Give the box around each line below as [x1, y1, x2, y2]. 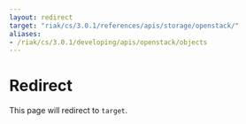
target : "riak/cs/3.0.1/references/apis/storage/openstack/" [9, 21, 240, 30]
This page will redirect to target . [9, 105, 128, 116]
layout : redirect [9, 12, 73, 22]
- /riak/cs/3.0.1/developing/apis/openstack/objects [9, 37, 208, 47]
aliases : [9, 29, 42, 38]
